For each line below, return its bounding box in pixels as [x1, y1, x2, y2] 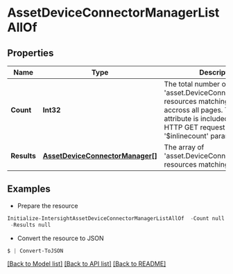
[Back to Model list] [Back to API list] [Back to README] [7, 259, 166, 268]
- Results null [10, 221, 51, 228]
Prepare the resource [17, 201, 78, 210]
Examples [7, 183, 51, 195]
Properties [7, 47, 54, 59]
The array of [164, 143, 205, 152]
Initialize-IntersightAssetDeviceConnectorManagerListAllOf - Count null [7, 214, 225, 222]
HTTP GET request [164, 122, 225, 132]
